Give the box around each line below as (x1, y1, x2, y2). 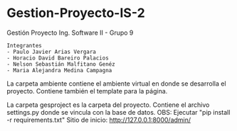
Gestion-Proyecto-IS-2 (6, 5, 145, 21)
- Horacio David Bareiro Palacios (6, 55, 110, 62)
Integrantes (6, 42, 42, 49)
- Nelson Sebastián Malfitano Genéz (6, 60, 115, 68)
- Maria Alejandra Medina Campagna (6, 67, 112, 74)
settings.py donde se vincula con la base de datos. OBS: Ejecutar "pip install (6, 108, 231, 116)
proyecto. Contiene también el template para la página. (6, 86, 168, 95)
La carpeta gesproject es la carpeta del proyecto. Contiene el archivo (6, 101, 210, 109)
